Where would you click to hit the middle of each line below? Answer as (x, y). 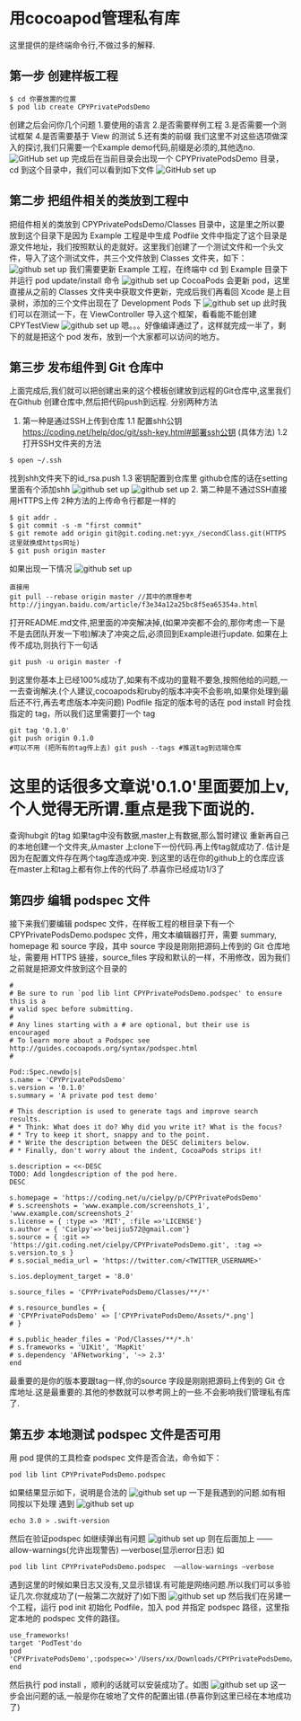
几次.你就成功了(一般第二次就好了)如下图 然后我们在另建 (150, 1595)
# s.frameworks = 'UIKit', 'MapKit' (77, 1348)
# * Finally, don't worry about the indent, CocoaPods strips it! (136, 1151)
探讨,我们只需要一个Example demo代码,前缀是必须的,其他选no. (140, 147)
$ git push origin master (57, 551)
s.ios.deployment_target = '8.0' (72, 1277)
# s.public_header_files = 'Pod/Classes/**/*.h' (102, 1340)
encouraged (30, 1033)
